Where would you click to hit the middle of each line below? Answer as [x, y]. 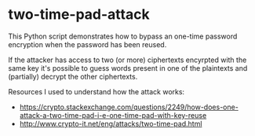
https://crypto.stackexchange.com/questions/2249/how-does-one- [129, 107]
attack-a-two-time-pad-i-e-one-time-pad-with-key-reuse [113, 115]
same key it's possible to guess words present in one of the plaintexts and [128, 68]
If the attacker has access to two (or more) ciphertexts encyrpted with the [127, 60]
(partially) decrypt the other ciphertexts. [73, 76]
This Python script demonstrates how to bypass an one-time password [123, 36]
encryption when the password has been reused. [87, 44]
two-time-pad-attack [79, 15]
